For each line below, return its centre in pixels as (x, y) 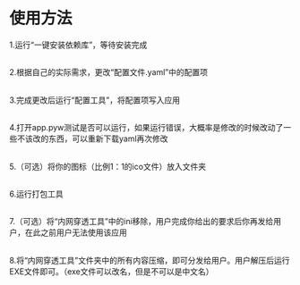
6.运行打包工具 (37, 194)
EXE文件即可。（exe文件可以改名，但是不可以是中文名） (111, 271)
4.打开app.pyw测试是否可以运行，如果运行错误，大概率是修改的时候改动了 (146, 128)
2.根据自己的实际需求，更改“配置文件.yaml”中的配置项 (109, 72)
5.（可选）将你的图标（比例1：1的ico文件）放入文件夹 (108, 166)
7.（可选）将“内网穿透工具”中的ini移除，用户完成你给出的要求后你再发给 (141, 222)
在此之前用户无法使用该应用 (76, 232)
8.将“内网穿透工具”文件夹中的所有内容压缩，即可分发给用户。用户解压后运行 (150, 260)
